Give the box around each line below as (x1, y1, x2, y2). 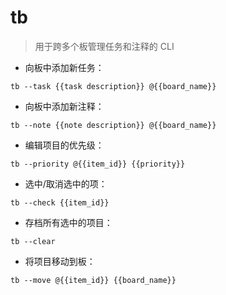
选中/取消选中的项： (24, 177, 108, 190)
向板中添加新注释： (24, 100, 105, 112)
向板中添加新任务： (24, 61, 105, 73)
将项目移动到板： (24, 255, 96, 267)
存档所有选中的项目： (24, 216, 113, 228)
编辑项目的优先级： (24, 139, 105, 151)
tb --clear (10, 236, 56, 246)
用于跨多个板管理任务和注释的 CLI (34, 40, 175, 52)
